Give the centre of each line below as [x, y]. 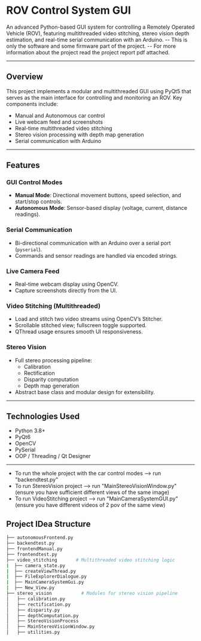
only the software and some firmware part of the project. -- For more [91, 46]
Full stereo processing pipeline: [54, 360]
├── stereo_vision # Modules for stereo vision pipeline [92, 593]
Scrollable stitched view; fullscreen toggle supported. [81, 325]
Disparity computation [51, 379]
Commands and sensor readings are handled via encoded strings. [96, 255]
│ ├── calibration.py [36, 599]
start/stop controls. [39, 202]
